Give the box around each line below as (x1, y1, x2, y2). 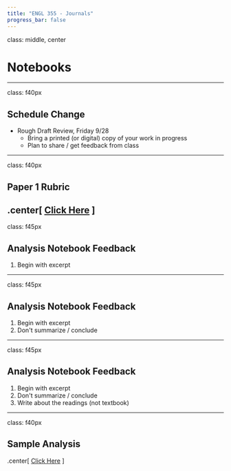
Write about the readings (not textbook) (16, 398, 129, 406)
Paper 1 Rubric (7, 181, 70, 193)
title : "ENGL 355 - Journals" (7, 10, 94, 17)
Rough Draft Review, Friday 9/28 (16, 127, 109, 135)
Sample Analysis (7, 438, 81, 450)
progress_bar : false (7, 17, 67, 23)
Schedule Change (7, 108, 85, 120)
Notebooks (7, 59, 72, 75)
